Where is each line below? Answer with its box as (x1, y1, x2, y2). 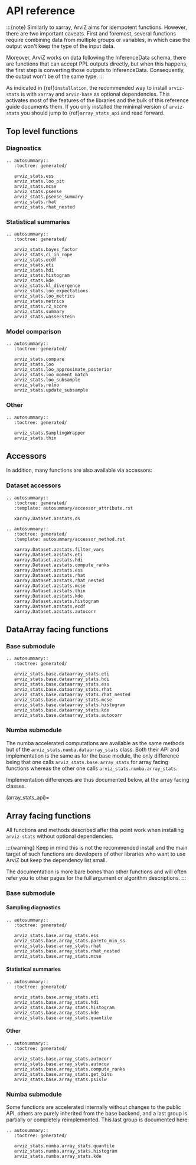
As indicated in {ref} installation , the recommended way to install (6, 84, 168, 91)
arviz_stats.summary (14, 308, 65, 314)
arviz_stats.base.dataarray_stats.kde (14, 707, 110, 713)
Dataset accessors (6, 481, 61, 490)
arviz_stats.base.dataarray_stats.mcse (14, 697, 112, 703)
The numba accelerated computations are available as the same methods (6, 739, 185, 746)
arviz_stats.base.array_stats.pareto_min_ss (14, 938, 126, 944)
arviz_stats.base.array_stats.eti (14, 994, 99, 1000)
